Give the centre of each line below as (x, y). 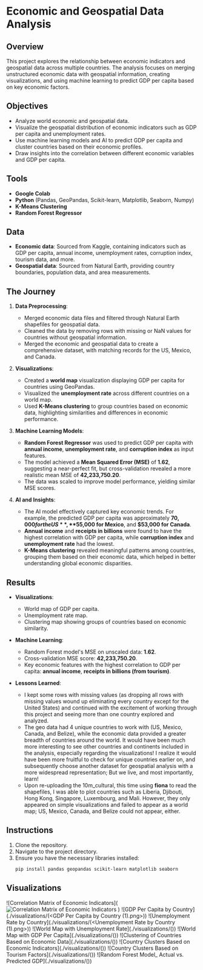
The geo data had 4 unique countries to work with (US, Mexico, (103, 727)
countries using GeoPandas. (59, 387)
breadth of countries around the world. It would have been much (105, 740)
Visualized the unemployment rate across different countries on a (107, 393)
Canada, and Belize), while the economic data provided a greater (105, 734)
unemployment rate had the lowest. (69, 544)
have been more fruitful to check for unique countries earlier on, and (110, 759)
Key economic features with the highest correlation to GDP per (102, 665)
